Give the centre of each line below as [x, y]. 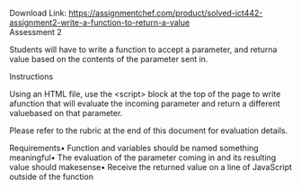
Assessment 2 [36, 32]
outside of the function [52, 176]
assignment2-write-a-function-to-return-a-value [100, 22]
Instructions [31, 76]
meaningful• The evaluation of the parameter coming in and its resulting [143, 157]
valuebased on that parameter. [66, 113]
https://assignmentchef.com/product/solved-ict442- [166, 13]
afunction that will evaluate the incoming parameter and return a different [145, 103]
